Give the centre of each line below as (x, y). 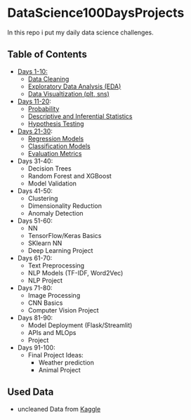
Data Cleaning (48, 79)
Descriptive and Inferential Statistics (80, 116)
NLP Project (45, 280)
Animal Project (59, 369)
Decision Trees (50, 168)
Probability (44, 109)
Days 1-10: (32, 71)
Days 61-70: (35, 258)
